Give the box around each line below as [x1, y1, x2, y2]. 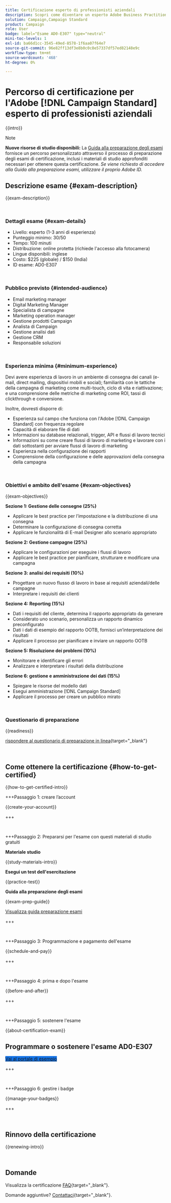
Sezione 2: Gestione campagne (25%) [5, 539, 88, 545]
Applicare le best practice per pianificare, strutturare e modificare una [12, 554, 159, 561]
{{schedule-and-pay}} [5, 948, 52, 954]
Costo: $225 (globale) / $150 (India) [12, 256, 88, 262]
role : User [5, 27, 28, 32]
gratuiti [5, 839, 20, 845]
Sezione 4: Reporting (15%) [5, 600, 65, 607]
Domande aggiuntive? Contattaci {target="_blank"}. [5, 1192, 112, 1198]
